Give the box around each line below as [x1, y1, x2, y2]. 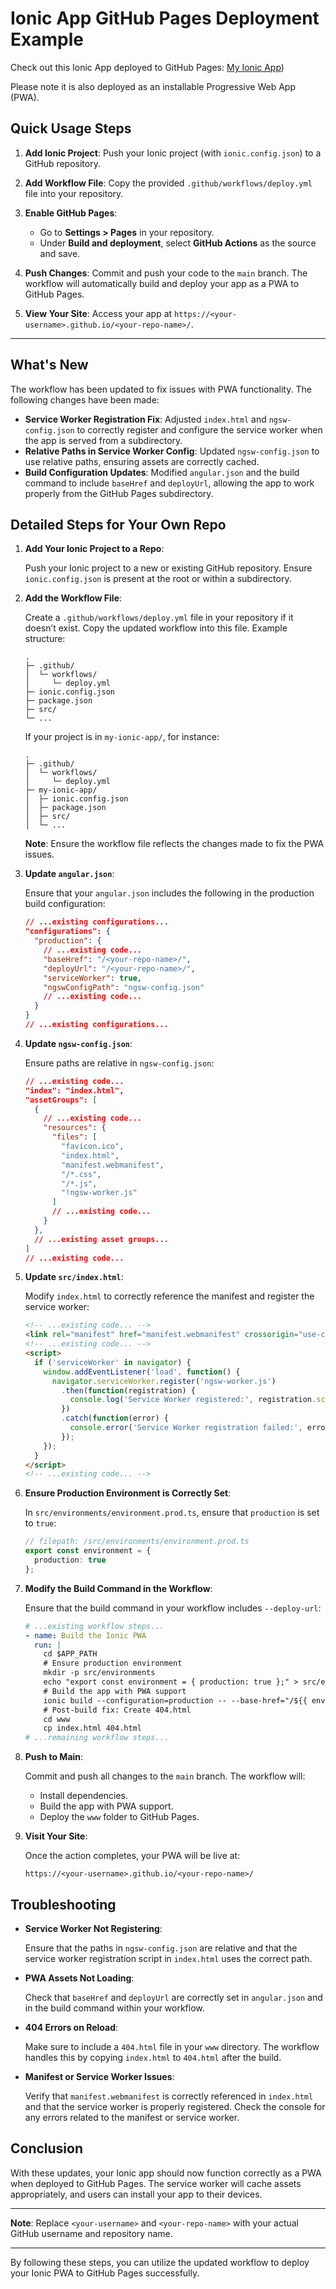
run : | [34, 1640, 62, 1650]
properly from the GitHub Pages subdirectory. [24, 487, 214, 499]
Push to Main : [24, 1751, 84, 1763]
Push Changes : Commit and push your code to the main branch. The [24, 267, 308, 279]
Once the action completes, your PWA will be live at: [24, 1850, 241, 1862]
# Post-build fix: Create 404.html [43, 1705, 192, 1715]
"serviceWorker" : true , [43, 973, 142, 983]
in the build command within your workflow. [24, 2002, 205, 2014]
